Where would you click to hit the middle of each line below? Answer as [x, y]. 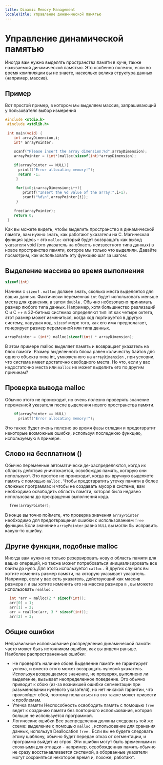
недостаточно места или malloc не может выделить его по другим [74, 367]
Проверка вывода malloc [45, 388]
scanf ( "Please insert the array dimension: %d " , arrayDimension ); [81, 152]
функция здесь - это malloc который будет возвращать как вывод [74, 240]
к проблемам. [27, 700]
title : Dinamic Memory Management [40, 10]
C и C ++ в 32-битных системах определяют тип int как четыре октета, [79, 313]
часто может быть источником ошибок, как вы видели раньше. [71, 649]
